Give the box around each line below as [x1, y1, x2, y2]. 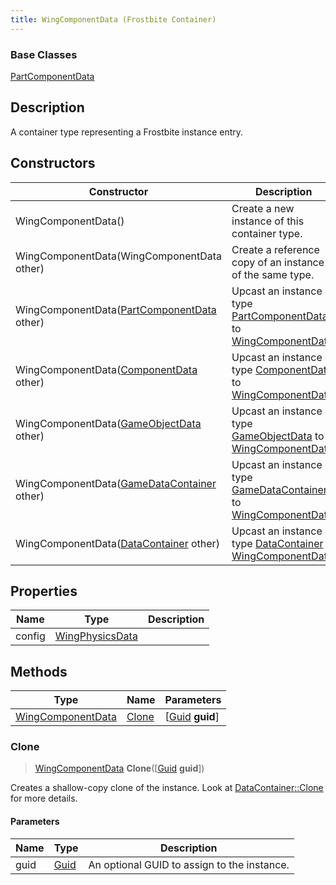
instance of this [231, 214, 305, 228]
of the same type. [231, 267, 315, 281]
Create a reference [231, 242, 320, 256]
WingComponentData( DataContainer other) [15, 536, 220, 550]
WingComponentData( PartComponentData [15, 302, 217, 316]
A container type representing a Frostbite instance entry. [10, 126, 244, 138]
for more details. [10, 792, 78, 805]
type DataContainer [231, 536, 324, 550]
